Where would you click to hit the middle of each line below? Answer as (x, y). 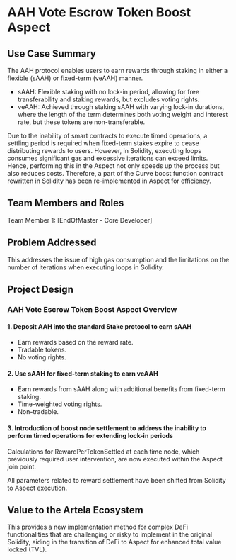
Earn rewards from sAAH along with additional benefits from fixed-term (122, 389)
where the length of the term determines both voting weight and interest (123, 114)
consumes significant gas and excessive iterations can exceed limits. (108, 158)
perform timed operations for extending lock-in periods (90, 435)
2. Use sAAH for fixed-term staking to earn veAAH (83, 374)
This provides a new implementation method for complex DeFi (98, 527)
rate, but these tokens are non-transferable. (81, 122)
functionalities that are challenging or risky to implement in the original (110, 534)
